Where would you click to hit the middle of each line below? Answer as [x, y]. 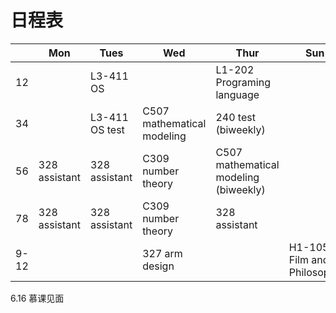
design [158, 266]
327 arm [162, 253]
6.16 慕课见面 [37, 298]
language [237, 94]
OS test [107, 129]
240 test [235, 117]
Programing [243, 82]
